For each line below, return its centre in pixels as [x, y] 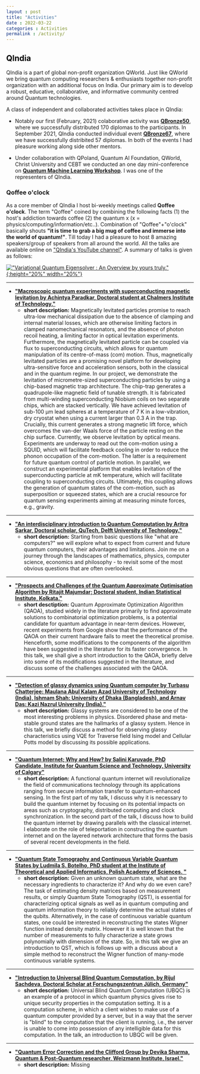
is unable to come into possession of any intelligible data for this [102, 1029]
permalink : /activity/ [36, 34]
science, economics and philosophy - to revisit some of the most [103, 562]
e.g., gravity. [39, 507]
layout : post [24, 12]
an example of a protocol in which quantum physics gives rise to [103, 997]
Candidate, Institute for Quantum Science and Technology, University [103, 766]
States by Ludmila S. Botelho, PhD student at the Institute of [90, 866]
